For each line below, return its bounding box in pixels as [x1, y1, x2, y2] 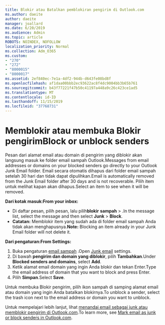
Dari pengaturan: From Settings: [5, 238, 71, 244]
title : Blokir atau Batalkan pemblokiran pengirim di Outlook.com [5, 7, 144, 12]
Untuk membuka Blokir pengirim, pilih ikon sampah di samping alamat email [5, 284, 159, 290]
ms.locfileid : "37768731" [5, 104, 58, 109]
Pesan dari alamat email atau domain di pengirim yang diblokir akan [5, 152, 142, 158]
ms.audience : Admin [5, 30, 45, 35]
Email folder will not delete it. [12, 229, 71, 235]
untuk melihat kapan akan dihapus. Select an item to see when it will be [5, 184, 149, 189]
